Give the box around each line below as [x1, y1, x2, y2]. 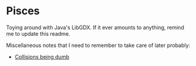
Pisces [6, 4, 40, 18]
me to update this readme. [6, 30, 70, 37]
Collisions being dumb [14, 53, 69, 60]
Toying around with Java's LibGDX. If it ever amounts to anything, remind [6, 24, 185, 31]
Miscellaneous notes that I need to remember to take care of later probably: [6, 42, 191, 49]
